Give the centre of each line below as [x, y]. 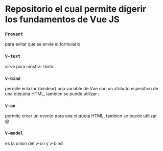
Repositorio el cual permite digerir [76, 9]
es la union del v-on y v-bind [34, 143]
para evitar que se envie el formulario [43, 44]
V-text [13, 56]
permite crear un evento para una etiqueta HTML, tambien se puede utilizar [81, 116]
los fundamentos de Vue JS [62, 19]
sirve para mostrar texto [29, 66]
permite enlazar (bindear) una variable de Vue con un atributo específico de [82, 89]
